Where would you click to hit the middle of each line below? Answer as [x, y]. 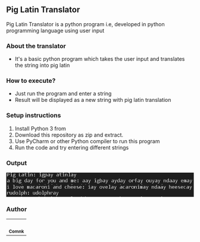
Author [17, 209]
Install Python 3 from [40, 128]
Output [17, 163]
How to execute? [31, 81]
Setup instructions [34, 116]
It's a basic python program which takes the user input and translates [100, 59]
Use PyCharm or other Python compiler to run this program [87, 141]
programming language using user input [55, 30]
